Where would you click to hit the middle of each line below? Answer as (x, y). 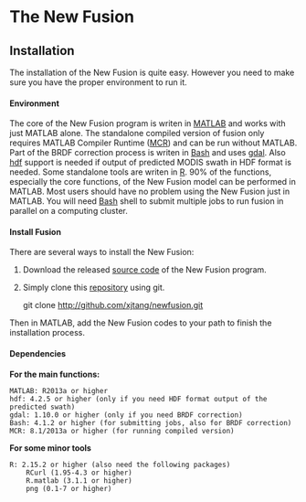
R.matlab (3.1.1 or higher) (79, 481)
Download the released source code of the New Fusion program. (144, 270)
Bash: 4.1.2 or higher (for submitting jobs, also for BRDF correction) (151, 422)
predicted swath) (42, 407)
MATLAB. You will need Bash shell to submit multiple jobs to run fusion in (147, 201)
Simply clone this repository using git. (94, 288)
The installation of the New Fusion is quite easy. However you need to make (152, 72)
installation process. (47, 333)
